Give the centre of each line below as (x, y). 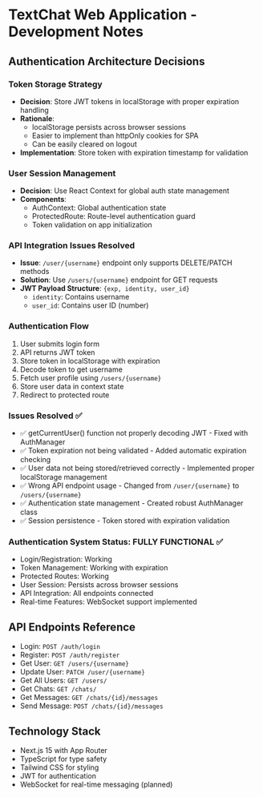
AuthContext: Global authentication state (99, 208)
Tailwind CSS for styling (59, 767)
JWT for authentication (58, 775)
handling (34, 110)
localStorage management (63, 477)
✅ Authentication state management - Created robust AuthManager (131, 503)
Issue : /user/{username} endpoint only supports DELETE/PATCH (126, 263)
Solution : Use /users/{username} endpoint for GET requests (119, 280)
